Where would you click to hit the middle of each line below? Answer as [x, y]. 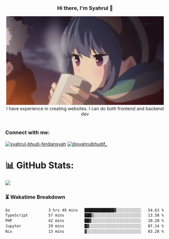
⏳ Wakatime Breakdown [35, 197]
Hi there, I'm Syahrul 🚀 [85, 8]
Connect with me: [28, 133]
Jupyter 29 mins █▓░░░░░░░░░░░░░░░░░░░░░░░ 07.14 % [85, 226]
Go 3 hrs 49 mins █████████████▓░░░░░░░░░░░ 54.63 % [85, 210]
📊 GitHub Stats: [40, 165]
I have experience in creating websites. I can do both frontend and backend [85, 109]
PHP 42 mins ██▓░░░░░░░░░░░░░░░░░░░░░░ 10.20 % [85, 221]
